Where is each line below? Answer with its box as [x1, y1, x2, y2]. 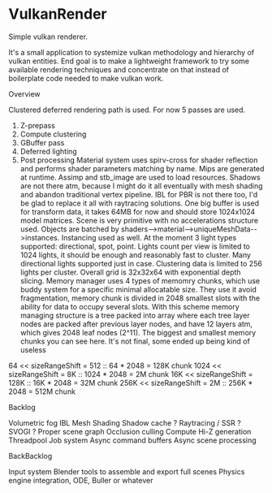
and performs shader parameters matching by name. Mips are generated [19, 163, 265, 173]
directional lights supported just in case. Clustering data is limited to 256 [19, 258, 262, 268]
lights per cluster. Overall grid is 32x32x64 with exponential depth [19, 267, 241, 277]
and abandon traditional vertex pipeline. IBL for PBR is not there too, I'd [19, 189, 258, 199]
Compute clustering [19, 129, 87, 139]
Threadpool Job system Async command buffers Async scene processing [8, 435, 257, 445]
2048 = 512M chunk [8, 387, 76, 396]
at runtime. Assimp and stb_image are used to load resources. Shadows [19, 172, 261, 182]
